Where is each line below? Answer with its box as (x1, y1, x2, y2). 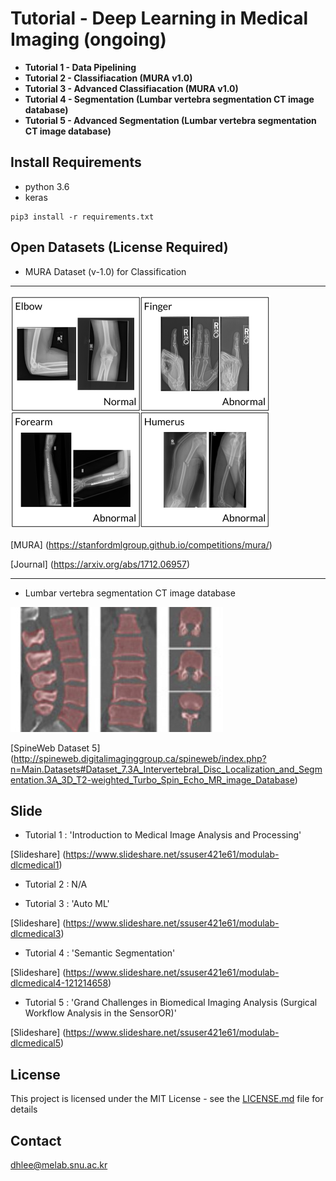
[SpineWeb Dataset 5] (10, 742, 101, 754)
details (10, 1103, 38, 1116)
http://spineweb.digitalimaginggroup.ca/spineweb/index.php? (13, 752, 267, 764)
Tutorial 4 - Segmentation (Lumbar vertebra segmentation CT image (24, 93, 315, 105)
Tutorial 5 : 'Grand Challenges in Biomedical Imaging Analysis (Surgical (24, 997, 318, 1009)
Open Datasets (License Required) (10, 239, 229, 256)
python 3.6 (24, 180, 70, 192)
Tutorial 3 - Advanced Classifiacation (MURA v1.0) (24, 82, 239, 94)
